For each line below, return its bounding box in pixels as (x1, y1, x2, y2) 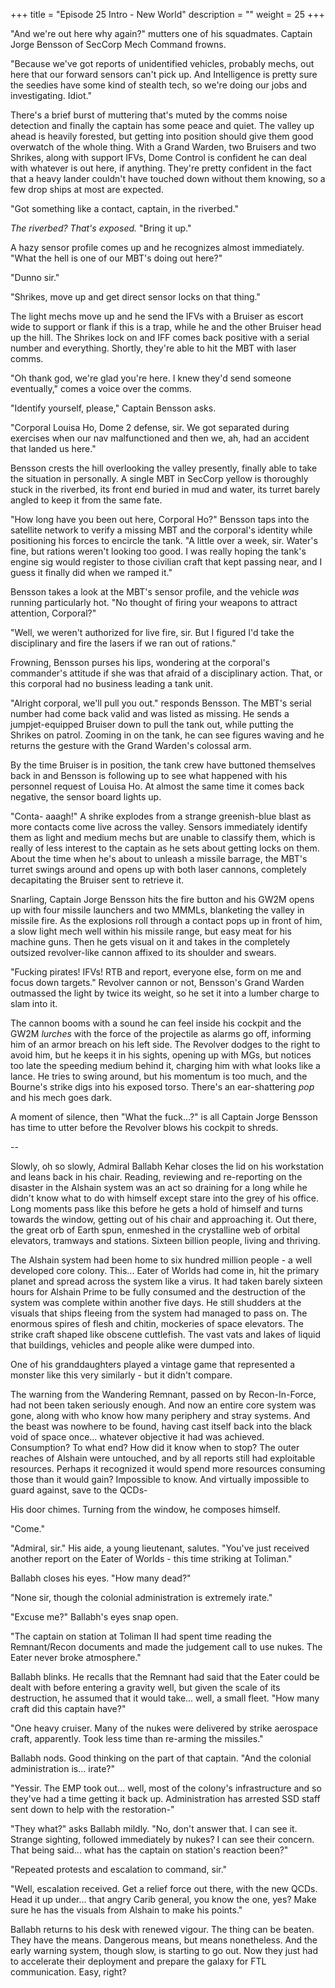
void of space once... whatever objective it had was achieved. (10, 1431, 265, 1443)
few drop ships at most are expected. (10, 184, 164, 195)
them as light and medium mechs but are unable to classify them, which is (10, 832, 316, 843)
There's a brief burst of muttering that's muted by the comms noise (10, 109, 288, 121)
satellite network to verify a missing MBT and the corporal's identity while (10, 524, 313, 536)
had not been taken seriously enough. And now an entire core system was (10, 1399, 317, 1411)
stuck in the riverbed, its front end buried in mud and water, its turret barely (10, 484, 321, 495)
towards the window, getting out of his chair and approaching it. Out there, (10, 1214, 317, 1225)
